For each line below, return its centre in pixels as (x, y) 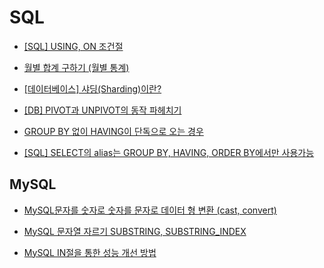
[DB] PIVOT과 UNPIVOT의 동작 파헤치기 (102, 110)
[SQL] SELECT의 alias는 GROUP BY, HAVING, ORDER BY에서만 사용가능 (169, 152)
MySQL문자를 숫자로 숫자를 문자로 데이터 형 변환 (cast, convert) (150, 210)
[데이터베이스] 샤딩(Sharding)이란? (92, 88)
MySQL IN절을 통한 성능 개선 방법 (90, 252)
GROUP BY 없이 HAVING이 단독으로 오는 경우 (113, 131)
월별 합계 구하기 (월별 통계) (76, 67)
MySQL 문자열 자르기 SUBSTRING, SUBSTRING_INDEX (135, 231)
